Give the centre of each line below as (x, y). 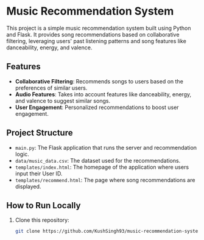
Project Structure (40, 133)
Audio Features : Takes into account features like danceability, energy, (103, 94)
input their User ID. (39, 173)
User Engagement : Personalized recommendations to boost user (97, 107)
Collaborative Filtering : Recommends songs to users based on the (99, 81)
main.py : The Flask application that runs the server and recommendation (106, 147)
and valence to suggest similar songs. (63, 101)
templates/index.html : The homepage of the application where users (102, 167)
